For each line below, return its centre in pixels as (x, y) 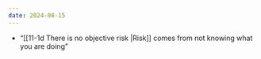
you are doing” (44, 46)
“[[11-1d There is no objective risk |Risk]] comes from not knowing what (136, 38)
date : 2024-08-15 (37, 15)
